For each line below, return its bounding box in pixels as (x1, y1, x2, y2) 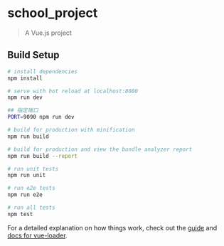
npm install (7, 75, 43, 82)
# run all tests (7, 204, 55, 211)
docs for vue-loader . (7, 231, 68, 240)
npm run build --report (7, 152, 78, 159)
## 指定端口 (7, 107, 39, 114)
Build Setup (7, 49, 60, 61)
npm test (7, 210, 33, 218)
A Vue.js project (24, 28, 73, 37)
